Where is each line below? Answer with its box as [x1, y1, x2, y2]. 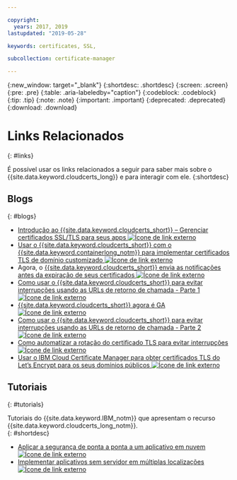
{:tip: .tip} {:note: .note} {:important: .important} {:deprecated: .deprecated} [7, 96, 226, 105]
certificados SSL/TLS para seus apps [17, 233, 127, 241]
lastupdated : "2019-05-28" [7, 30, 87, 37]
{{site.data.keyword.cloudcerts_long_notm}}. [7, 421, 138, 430]
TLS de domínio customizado [17, 255, 103, 264]
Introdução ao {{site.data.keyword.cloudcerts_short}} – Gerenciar [17, 226, 209, 234]
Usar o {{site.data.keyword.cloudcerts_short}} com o [17, 240, 172, 249]
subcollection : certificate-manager [7, 55, 115, 62]
